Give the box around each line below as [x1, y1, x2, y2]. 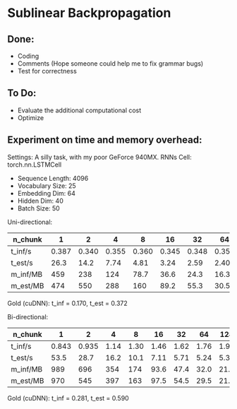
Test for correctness [17, 67, 78, 75]
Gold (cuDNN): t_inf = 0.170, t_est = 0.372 [7, 299, 128, 307]
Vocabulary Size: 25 [17, 182, 76, 190]
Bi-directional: [7, 312, 49, 321]
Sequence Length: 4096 [17, 174, 89, 182]
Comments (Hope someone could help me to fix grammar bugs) [17, 59, 204, 68]
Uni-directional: [7, 218, 53, 226]
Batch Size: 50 [17, 203, 60, 213]
